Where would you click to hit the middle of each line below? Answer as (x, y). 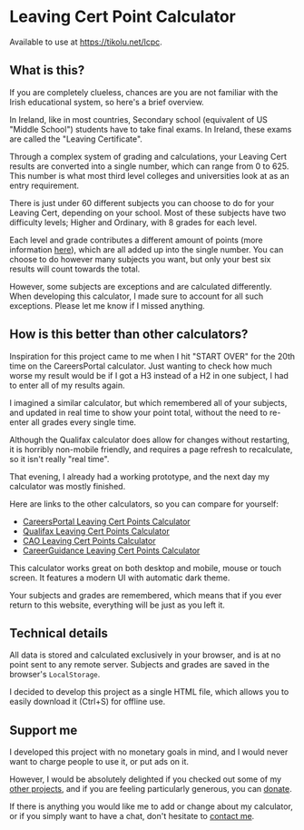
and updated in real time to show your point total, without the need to (138, 412)
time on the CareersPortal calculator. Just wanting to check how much (141, 366)
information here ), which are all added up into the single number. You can (147, 249)
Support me (44, 730)
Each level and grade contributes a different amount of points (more (136, 240)
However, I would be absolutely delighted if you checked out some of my (146, 779)
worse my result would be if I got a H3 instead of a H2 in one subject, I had (149, 375)
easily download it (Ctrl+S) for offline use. (88, 702)
